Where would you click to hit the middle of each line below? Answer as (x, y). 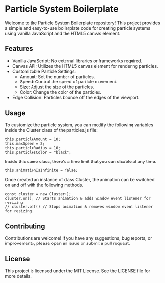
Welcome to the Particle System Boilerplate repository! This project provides (82, 23)
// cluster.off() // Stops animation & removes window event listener (79, 207)
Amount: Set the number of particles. (57, 76)
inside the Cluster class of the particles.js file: (51, 130)
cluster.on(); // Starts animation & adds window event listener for (78, 198)
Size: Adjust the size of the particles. (57, 87)
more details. (18, 276)
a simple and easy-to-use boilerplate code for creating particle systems (78, 28)
